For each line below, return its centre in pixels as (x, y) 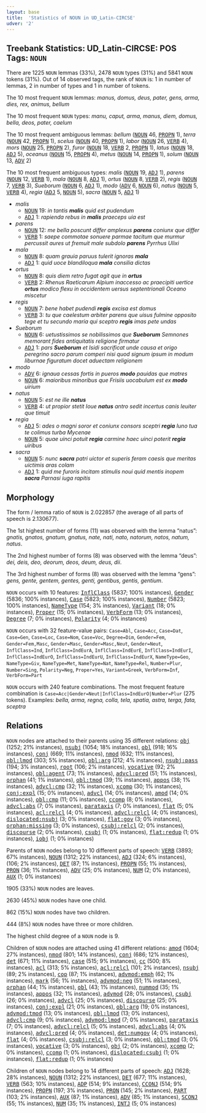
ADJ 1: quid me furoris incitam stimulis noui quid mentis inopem (104, 472)
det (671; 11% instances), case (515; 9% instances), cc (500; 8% (89, 961)
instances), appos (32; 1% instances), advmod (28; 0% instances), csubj (99, 993)
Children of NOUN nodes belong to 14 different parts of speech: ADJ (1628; (99, 1071)
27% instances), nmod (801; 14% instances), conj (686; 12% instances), (97, 954)
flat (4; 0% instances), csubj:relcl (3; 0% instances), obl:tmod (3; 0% (102, 1039)
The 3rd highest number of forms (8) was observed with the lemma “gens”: (101, 574)
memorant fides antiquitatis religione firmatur (82, 341)
